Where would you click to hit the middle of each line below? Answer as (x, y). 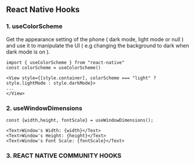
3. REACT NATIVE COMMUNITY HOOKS (64, 155)
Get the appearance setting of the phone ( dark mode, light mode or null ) (95, 39)
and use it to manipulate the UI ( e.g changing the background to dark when (98, 45)
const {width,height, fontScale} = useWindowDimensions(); (80, 120)
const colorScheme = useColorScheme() (53, 68)
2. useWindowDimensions (44, 108)
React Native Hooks (43, 10)
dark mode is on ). (28, 52)
